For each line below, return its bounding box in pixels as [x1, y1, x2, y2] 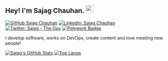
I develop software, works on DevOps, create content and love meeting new [5, 34, 163, 40]
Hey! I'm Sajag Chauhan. [5, 6, 85, 15]
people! [5, 40, 21, 46]
